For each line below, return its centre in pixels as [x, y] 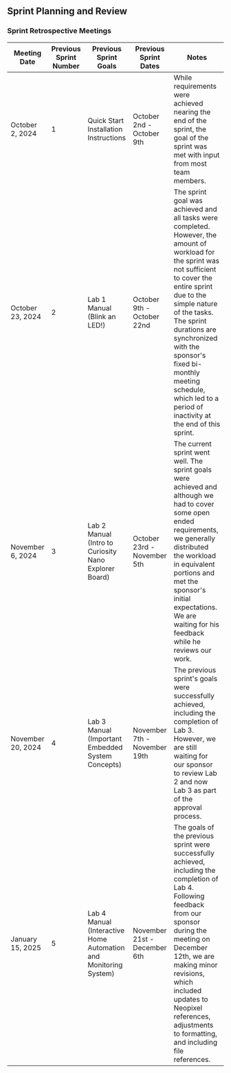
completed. [192, 226]
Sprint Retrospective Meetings [59, 31]
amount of [190, 243]
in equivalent [194, 564]
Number [66, 66]
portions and [194, 572]
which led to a [196, 398]
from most [190, 163]
